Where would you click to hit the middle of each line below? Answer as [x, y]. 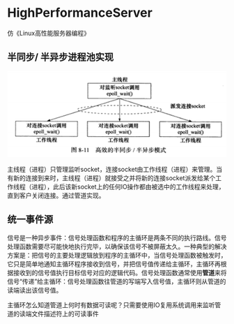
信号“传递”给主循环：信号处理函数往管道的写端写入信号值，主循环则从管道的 [117, 281]
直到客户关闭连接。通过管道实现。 [56, 196]
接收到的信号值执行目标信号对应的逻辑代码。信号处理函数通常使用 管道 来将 [120, 272]
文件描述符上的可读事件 [65, 314]
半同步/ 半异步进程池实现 [61, 57]
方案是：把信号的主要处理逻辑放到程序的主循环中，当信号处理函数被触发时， [117, 255]
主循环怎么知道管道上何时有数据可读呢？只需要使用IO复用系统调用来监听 [111, 304]
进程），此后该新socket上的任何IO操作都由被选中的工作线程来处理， [128, 187]
